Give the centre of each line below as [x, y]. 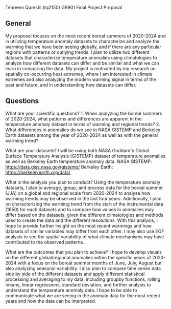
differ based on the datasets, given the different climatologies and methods [84, 215]
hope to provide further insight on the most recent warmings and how [79, 225]
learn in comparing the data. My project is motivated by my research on [80, 68]
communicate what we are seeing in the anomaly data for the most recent [83, 295]
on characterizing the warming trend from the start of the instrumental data [84, 204]
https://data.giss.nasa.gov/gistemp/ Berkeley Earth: [59, 167]
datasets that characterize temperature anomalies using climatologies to [81, 57]
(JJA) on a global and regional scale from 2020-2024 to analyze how [78, 193]
